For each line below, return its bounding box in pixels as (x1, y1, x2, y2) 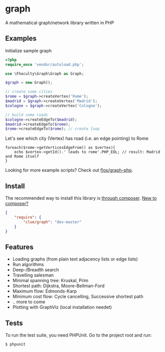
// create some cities (5, 89, 53, 95)
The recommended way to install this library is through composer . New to (5, 195, 157, 201)
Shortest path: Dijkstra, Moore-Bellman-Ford (12, 283, 105, 289)
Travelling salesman (12, 272, 54, 278)
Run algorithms (12, 261, 44, 268)
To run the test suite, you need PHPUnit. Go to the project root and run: (5, 332, 152, 338)
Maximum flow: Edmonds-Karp (12, 288, 77, 294)
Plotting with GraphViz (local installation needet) (12, 304, 112, 310)
